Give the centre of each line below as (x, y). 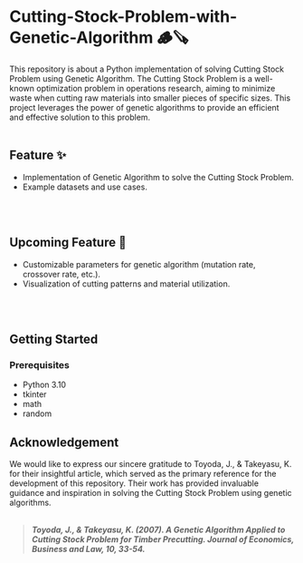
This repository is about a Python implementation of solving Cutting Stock (147, 69)
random (37, 413)
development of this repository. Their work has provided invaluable (134, 483)
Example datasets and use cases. (85, 187)
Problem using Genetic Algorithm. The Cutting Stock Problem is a (131, 78)
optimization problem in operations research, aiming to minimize (156, 88)
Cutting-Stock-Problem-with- (123, 17)
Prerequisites (39, 364)
